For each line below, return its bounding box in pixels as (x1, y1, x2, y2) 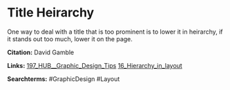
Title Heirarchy (7, 5, 95, 21)
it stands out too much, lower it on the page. (7, 34, 133, 43)
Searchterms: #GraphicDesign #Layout (7, 74, 120, 83)
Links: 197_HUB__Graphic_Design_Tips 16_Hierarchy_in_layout (7, 61, 183, 69)
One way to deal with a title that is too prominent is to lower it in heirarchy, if (7, 27, 223, 36)
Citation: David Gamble (7, 48, 75, 56)
